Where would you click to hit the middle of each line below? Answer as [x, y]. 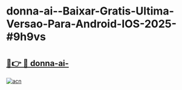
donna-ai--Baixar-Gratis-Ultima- [90, 11]
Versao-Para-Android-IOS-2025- [92, 24]
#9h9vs [26, 37]
